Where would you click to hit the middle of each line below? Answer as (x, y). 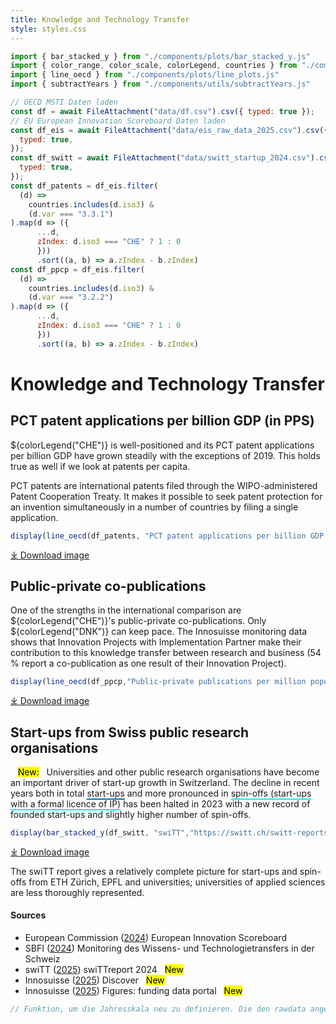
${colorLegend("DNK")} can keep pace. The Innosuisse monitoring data (159, 632)
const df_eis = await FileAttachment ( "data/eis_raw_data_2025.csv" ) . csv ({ (169, 130)
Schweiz (42, 959)
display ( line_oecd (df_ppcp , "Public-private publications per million (158, 682)
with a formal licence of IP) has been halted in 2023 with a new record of (160, 804)
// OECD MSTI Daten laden (64, 102)
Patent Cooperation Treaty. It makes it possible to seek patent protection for (166, 496)
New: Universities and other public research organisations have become (168, 772)
